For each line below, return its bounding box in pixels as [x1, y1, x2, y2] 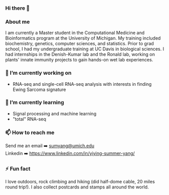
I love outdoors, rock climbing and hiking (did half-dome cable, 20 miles [5, 179, 155, 185]
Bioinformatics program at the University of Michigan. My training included [5, 35, 161, 41]
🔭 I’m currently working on [5, 70, 72, 77]
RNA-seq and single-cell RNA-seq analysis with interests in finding [12, 81, 152, 87]
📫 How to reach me [5, 129, 55, 136]
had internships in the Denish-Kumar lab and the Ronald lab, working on [5, 51, 155, 57]
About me [5, 18, 30, 25]
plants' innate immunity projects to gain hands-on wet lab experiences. [5, 57, 153, 63]
